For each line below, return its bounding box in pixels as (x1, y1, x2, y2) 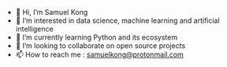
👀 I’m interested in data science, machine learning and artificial (15, 16, 220, 25)
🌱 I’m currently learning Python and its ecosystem (15, 32, 178, 42)
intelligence (15, 24, 54, 33)
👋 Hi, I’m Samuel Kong (15, 8, 88, 17)
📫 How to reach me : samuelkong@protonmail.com (15, 50, 184, 59)
